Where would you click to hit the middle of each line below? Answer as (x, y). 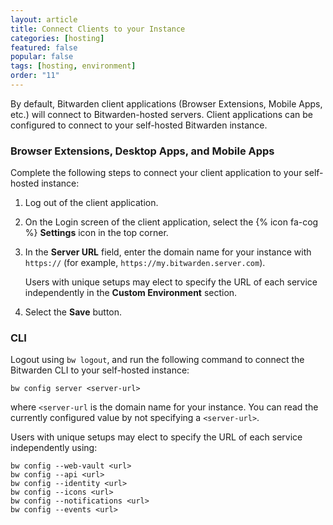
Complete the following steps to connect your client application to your (156, 173)
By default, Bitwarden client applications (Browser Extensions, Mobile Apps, (166, 103)
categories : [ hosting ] (57, 38)
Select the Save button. (73, 312)
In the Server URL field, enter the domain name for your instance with (168, 252)
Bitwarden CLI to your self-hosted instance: (100, 370)
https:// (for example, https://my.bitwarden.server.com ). (145, 263)
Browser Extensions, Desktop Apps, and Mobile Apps (142, 151)
